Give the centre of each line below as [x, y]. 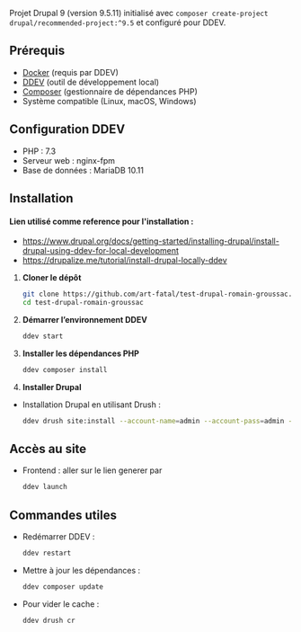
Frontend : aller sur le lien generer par [92, 470]
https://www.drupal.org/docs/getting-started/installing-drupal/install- [151, 241]
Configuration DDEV [67, 129]
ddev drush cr [49, 620]
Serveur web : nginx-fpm [68, 160]
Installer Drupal [52, 387]
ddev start [43, 336]
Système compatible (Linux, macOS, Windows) [109, 101]
